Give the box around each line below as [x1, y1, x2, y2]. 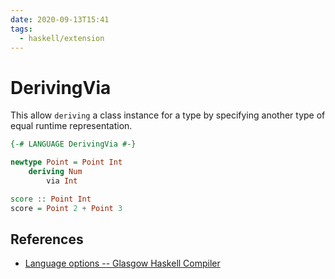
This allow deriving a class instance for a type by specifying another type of [10, 109, 326, 121]
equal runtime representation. [10, 120, 133, 132]
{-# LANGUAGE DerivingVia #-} [10, 139, 137, 150]
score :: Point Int [10, 194, 92, 204]
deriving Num [28, 167, 83, 177]
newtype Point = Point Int [10, 157, 123, 168]
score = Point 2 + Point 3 [10, 203, 123, 213]
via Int [46, 176, 78, 186]
